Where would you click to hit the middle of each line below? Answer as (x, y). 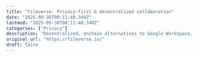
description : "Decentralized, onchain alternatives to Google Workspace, (100, 34)
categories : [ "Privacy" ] (37, 28)
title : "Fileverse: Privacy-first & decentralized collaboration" (90, 12)
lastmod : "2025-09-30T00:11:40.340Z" (53, 23)
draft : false (22, 45)
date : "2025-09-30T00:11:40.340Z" (49, 17)
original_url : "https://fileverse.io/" (56, 39)
